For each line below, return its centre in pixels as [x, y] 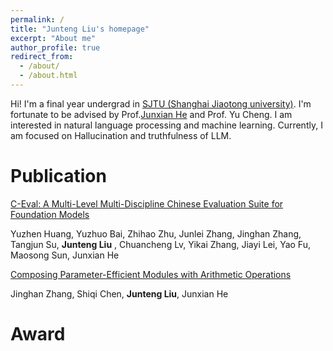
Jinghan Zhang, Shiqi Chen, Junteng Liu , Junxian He [119, 293]
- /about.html [48, 76]
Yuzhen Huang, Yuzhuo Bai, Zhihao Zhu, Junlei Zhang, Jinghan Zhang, [156, 233]
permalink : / [37, 19]
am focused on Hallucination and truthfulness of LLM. [121, 135]
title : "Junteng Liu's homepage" [80, 29]
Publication [58, 176]
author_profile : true [55, 47]
